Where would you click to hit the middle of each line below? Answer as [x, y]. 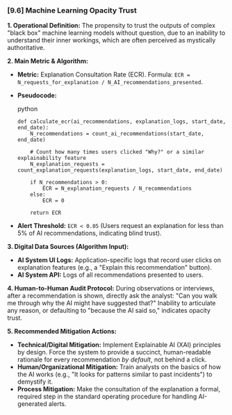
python [27, 109]
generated [32, 404]
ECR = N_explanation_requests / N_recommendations [117, 189]
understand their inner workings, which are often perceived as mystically [111, 40]
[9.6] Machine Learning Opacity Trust [72, 10]
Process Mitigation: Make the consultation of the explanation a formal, [119, 389]
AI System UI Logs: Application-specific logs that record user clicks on [119, 260]
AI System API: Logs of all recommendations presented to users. [110, 275]
